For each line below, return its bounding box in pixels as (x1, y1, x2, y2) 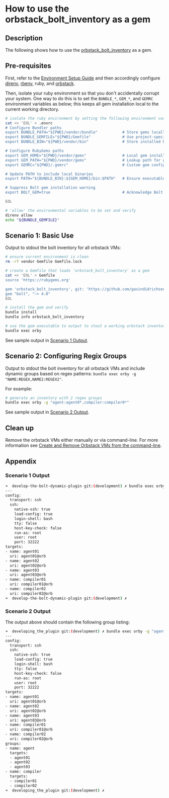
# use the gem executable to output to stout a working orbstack (5, 324, 145, 329)
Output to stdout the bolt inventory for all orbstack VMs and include (5, 365, 145, 371)
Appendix (5, 457, 37, 465)
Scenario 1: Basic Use (5, 231, 74, 240)
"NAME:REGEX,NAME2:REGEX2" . (5, 376, 63, 382)
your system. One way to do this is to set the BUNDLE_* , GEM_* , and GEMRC (5, 95, 153, 101)
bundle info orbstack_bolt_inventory (5, 314, 84, 320)
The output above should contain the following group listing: (5, 619, 130, 625)
